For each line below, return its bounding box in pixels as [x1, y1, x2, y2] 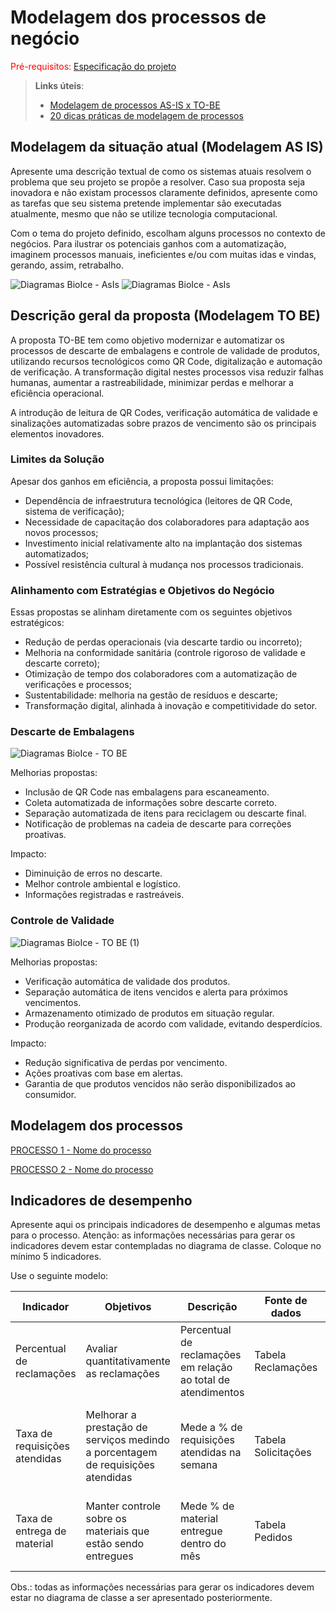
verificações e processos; [24, 679, 132, 691]
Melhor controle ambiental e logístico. [24, 878, 182, 890]
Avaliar [85, 1342, 118, 1356]
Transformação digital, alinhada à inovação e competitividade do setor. [24, 700, 318, 712]
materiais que [85, 1524, 150, 1538]
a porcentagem [85, 1446, 158, 1460]
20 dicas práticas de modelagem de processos [49, 109, 244, 121]
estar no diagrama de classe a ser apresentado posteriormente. [10, 1592, 273, 1604]
